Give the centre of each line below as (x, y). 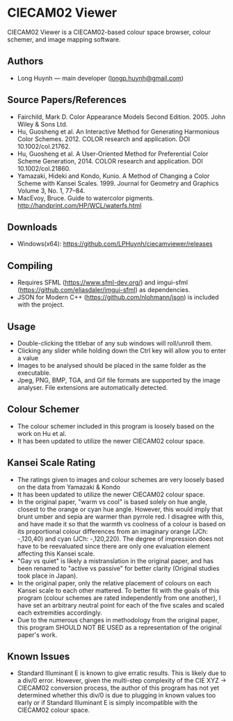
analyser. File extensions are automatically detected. (93, 388)
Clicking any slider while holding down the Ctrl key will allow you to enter (122, 350)
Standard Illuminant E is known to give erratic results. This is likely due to (122, 673)
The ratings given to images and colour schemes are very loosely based (121, 479)
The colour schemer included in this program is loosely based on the (115, 426)
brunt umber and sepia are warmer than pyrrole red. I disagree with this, (120, 517)
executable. (34, 373)
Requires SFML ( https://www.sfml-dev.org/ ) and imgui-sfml (103, 282)
